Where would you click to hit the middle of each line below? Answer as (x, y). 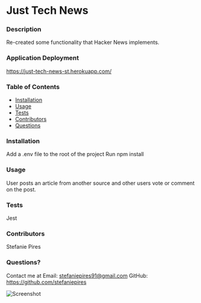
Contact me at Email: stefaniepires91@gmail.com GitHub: (77, 275)
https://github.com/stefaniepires (46, 282)
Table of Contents (33, 87)
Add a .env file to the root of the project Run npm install (75, 154)
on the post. (21, 189)
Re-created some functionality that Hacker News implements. (83, 42)
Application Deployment (43, 58)
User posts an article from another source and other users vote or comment (101, 183)
